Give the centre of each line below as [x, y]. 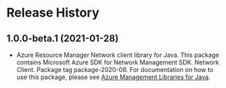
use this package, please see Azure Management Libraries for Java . [113, 77]
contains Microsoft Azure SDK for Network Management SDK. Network [117, 62]
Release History [53, 13]
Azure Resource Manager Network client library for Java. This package [117, 55]
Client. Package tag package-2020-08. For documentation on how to [115, 70]
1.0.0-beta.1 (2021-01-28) [63, 38]
